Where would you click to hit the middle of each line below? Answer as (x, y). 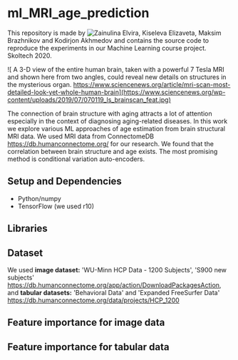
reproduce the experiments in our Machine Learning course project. (107, 48)
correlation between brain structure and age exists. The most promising (113, 151)
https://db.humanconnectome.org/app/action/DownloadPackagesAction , (114, 285)
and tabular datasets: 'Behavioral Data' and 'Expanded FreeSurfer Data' (114, 292)
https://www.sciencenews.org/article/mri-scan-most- (152, 84)
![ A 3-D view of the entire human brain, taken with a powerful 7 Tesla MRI (116, 69)
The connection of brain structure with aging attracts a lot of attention (110, 113)
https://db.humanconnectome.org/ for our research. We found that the (111, 143)
